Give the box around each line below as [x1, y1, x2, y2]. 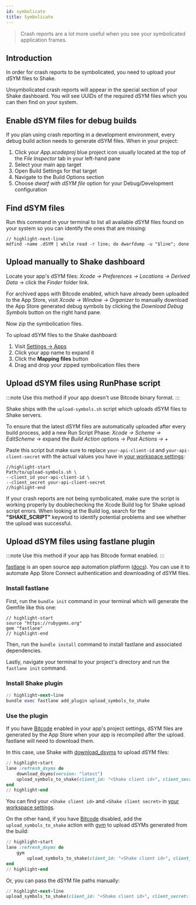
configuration [14, 186, 47, 193]
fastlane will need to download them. [6, 738, 94, 745]
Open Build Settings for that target [14, 167, 97, 174]
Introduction [6, 53, 52, 63]
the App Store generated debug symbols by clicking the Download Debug [6, 302, 184, 309]
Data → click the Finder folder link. [6, 278, 89, 285]
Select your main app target [14, 161, 82, 168]
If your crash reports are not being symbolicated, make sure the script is [6, 495, 180, 502]
